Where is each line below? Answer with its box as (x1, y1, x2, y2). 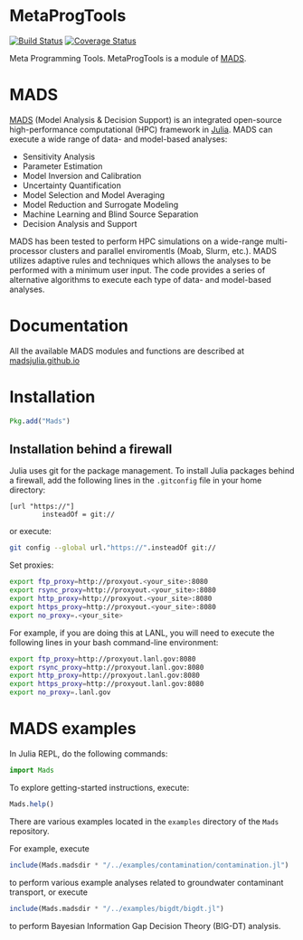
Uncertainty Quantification (22, 180, 122, 191)
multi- (265, 236, 288, 247)
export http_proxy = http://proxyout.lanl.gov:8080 (9, 671, 201, 681)
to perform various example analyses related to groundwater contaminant (9, 877, 284, 888)
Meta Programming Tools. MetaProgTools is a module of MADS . (9, 52, 247, 63)
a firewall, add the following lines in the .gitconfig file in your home (9, 475, 262, 486)
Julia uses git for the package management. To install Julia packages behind (9, 465, 295, 476)
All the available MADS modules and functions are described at (9, 345, 245, 356)
